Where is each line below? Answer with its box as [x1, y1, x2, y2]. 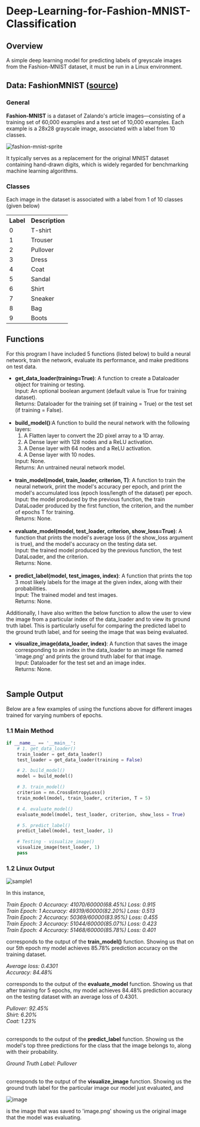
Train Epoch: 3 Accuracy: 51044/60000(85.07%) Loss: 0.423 [6, 920, 157, 927]
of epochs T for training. [14, 508, 75, 515]
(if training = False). [14, 406, 63, 413]
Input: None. [14, 457, 46, 464]
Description [30, 216, 65, 224]
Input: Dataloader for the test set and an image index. [14, 659, 146, 666]
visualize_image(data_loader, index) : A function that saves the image [14, 640, 188, 647]
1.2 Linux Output [6, 864, 55, 872]
